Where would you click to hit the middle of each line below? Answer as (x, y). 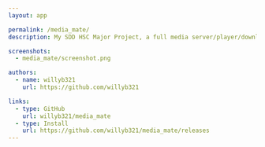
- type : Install (42, 123)
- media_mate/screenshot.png (63, 59)
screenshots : (30, 51)
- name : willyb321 (46, 80)
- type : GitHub (40, 108)
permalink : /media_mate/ (49, 29)
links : (19, 101)
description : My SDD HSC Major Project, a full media (99, 37)
